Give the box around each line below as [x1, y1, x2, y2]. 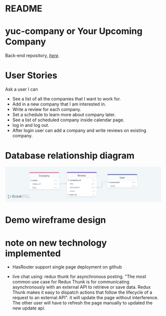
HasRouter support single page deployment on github [12, 264, 122, 270]
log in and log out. [12, 122, 50, 128]
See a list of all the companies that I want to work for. [12, 96, 121, 102]
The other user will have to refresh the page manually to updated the [12, 300, 153, 306]
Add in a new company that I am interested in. [12, 101, 107, 107]
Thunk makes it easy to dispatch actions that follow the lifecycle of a [12, 289, 153, 295]
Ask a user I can [5, 86, 38, 92]
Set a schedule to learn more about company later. [12, 112, 116, 118]
